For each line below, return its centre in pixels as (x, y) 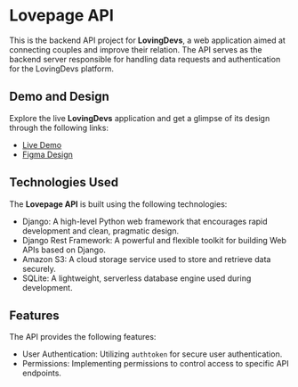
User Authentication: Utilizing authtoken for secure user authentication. (152, 354)
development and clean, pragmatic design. (101, 231)
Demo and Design (59, 97)
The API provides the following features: (83, 337)
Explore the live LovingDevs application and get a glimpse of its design (140, 118)
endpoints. (42, 373)
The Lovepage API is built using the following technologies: (118, 204)
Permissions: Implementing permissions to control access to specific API (155, 364)
